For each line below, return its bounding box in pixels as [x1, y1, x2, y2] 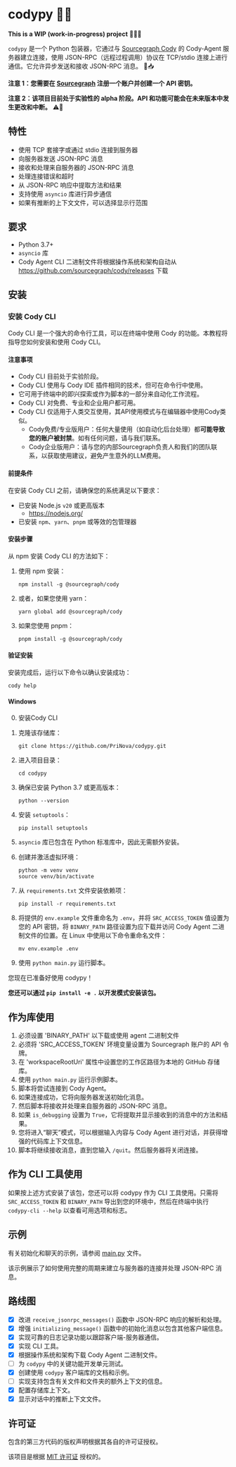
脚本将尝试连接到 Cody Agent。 [18, 1084, 111, 1093]
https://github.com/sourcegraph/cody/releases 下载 [18, 266, 169, 274]
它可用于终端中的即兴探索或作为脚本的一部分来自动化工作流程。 [18, 390, 203, 398]
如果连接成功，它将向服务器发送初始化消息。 [18, 1093, 148, 1102]
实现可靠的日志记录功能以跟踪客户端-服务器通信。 [18, 1332, 164, 1342]
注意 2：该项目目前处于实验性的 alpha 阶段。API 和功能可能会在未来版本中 [8, 94, 223, 102]
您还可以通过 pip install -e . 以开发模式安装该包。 [8, 988, 160, 997]
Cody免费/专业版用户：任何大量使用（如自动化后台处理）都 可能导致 [28, 425, 225, 434]
